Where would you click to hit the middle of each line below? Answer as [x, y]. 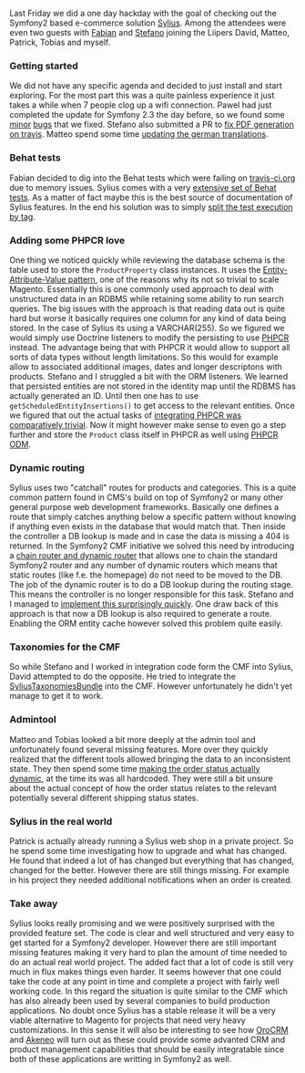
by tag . [23, 216]
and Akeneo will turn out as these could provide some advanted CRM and [147, 1040]
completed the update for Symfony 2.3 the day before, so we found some [147, 115]
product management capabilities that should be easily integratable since [147, 1049]
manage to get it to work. [56, 696]
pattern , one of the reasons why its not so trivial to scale [173, 279]
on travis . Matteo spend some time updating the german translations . [139, 134]
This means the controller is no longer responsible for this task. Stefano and [152, 594]
